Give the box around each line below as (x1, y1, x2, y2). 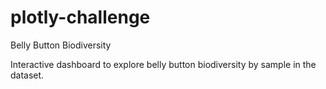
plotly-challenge (10, 6, 151, 29)
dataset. (10, 69, 45, 81)
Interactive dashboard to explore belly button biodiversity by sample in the (10, 58, 317, 70)
